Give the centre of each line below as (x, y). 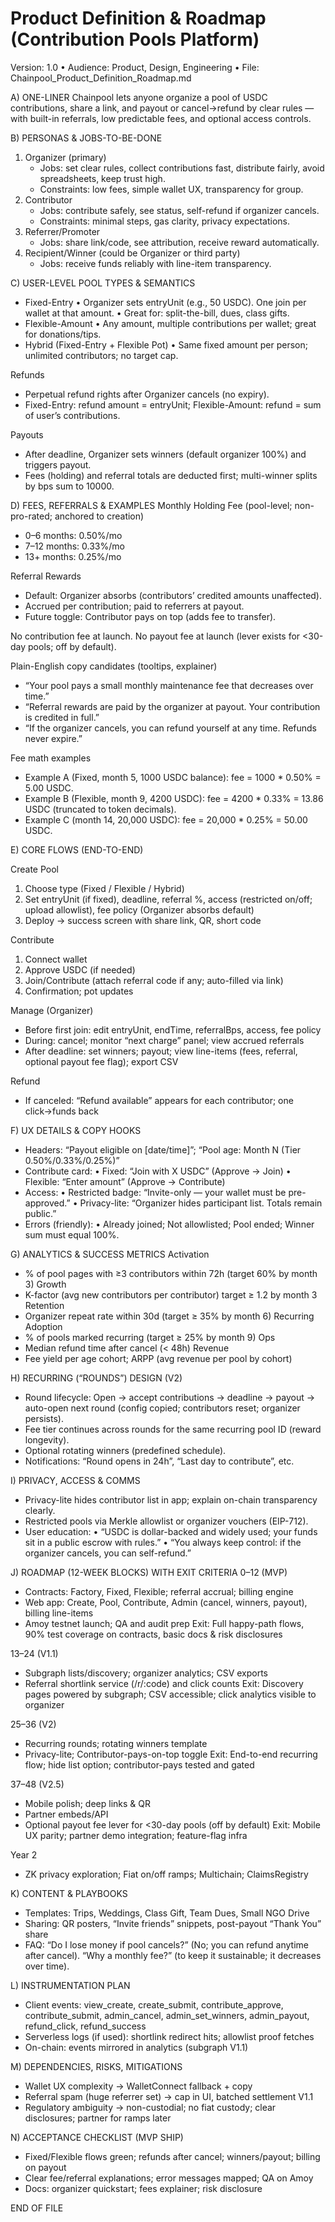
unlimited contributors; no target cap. (101, 355)
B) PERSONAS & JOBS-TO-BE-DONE (86, 138)
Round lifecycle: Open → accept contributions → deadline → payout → (170, 1397)
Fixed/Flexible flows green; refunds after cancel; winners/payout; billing (172, 2156)
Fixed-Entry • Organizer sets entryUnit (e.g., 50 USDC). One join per (165, 302)
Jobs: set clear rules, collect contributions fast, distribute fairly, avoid (182, 168)
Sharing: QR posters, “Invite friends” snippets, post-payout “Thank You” (173, 1923)
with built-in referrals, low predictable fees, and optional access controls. (161, 118)
